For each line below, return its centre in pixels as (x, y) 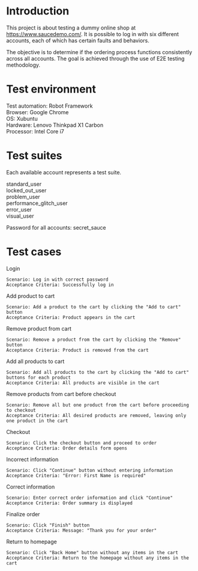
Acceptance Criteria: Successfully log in (60, 285)
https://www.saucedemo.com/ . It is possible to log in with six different (92, 34)
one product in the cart (37, 421)
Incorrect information (32, 459)
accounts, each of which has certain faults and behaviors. (78, 40)
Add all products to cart (35, 361)
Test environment (51, 89)
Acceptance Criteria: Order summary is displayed (70, 503)
